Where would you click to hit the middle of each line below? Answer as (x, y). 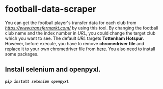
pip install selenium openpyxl (37, 81)
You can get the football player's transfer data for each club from (71, 23)
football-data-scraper (51, 9)
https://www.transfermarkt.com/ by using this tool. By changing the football (82, 28)
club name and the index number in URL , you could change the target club (80, 33)
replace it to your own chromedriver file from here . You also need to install (80, 49)
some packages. (22, 54)
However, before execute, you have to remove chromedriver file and (75, 43)
